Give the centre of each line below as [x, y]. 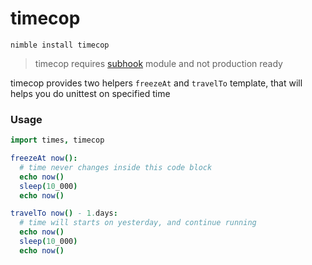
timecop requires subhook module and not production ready [158, 63]
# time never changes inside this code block [116, 167]
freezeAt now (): [44, 158]
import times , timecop [57, 140]
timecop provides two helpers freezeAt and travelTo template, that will [156, 83]
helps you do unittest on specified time [90, 93]
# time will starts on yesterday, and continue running [138, 223]
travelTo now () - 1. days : [64, 213]
